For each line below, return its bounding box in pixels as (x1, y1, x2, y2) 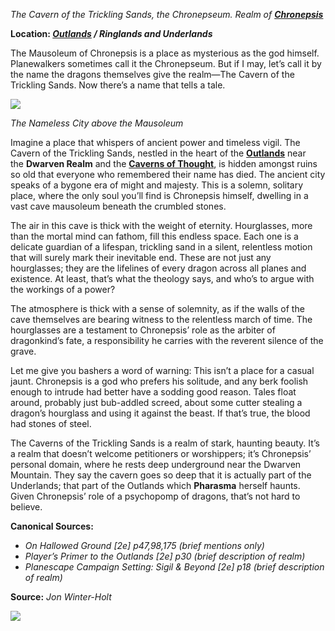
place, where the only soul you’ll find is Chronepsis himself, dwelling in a (10, 190, 309, 201)
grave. (10, 345, 37, 357)
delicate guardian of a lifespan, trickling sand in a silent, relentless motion (10, 241, 313, 253)
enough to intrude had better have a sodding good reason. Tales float (10, 386, 297, 398)
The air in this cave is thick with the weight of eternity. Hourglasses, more (10, 220, 313, 231)
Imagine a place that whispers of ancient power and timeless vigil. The (10, 137, 301, 148)
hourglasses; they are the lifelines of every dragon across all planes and (10, 262, 307, 274)
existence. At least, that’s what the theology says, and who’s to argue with (10, 273, 315, 284)
